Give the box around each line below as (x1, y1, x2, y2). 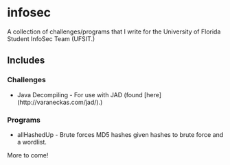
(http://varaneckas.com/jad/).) (16, 98, 103, 106)
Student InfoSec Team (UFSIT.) (7, 34, 95, 42)
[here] (143, 90, 162, 99)
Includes (7, 55, 45, 66)
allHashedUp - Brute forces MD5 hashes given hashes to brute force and (16, 130, 224, 138)
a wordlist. (16, 138, 47, 146)
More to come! (7, 151, 49, 159)
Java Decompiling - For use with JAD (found (16, 90, 143, 99)
